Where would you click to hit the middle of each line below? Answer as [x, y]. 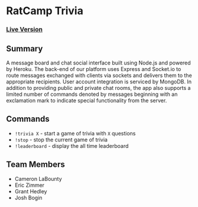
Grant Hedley [31, 191]
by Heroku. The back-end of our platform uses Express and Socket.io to [94, 69]
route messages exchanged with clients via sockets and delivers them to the [99, 75]
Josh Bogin [28, 198]
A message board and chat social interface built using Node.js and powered [98, 63]
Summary [25, 48]
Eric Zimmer [30, 185]
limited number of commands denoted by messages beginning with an [92, 94]
